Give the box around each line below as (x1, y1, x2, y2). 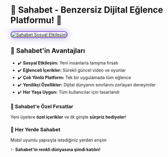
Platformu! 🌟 (10, 15, 63, 26)
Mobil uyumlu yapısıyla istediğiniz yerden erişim (10, 137, 107, 143)
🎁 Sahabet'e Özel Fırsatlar (10, 103, 74, 110)
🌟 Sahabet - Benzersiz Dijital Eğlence (10, 4, 163, 16)
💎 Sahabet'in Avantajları (10, 47, 85, 55)
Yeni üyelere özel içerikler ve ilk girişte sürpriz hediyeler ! (10, 114, 126, 120)
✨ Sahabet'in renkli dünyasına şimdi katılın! (10, 147, 101, 153)
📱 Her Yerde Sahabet (10, 126, 61, 133)
